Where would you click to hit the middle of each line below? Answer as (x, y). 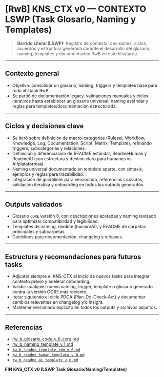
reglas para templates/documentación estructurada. (64, 106)
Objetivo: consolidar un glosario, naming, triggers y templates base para (85, 85)
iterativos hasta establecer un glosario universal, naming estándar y (80, 101)
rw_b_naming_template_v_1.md (42, 344)
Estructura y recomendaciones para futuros (73, 257)
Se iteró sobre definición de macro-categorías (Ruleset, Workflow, (79, 138)
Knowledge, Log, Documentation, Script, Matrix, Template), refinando (82, 143)
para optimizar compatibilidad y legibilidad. (55, 221)
